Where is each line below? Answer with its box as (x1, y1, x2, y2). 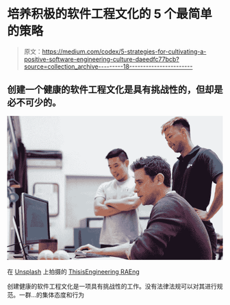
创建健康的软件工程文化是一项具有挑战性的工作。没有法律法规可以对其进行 (7, 282, 217, 290)
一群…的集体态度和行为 (18, 291, 85, 299)
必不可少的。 (7, 97, 62, 108)
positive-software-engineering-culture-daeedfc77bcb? (23, 55, 179, 63)
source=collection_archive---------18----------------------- (23, 62, 193, 71)
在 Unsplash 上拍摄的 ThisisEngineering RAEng (7, 267, 140, 276)
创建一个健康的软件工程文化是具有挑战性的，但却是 (7, 84, 223, 96)
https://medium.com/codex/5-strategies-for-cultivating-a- (42, 47, 207, 56)
